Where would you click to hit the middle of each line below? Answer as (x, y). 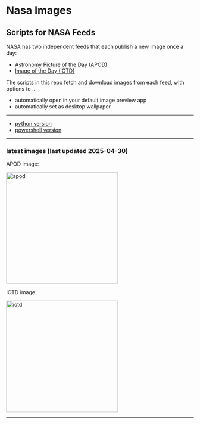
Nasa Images (39, 10)
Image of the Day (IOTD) (45, 71)
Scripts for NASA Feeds (51, 32)
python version (33, 124)
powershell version (38, 130)
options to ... (21, 89)
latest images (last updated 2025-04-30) (67, 151)
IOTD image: (21, 292)
